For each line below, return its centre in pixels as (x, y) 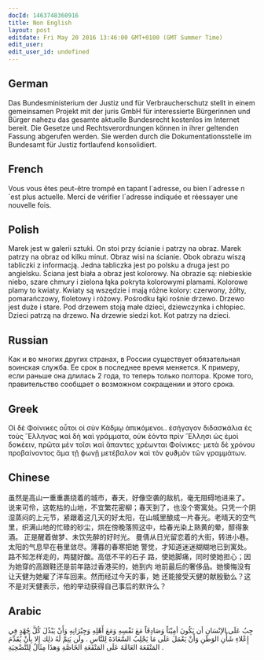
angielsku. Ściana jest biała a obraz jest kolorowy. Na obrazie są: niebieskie (130, 274)
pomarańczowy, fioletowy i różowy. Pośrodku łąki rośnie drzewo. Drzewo (126, 299)
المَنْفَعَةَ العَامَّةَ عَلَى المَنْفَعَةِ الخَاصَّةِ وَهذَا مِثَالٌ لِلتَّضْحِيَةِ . (86, 647)
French (26, 170)
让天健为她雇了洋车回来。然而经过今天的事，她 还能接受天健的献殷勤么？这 (130, 576)
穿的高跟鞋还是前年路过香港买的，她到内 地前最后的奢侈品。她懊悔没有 (136, 566)
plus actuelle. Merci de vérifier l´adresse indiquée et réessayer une (130, 197)
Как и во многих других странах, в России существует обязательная (124, 359)
